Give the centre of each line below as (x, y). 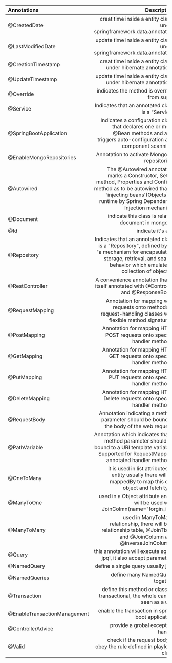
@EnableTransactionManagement (48, 614)
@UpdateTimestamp (33, 79)
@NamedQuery (26, 566)
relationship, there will (136, 524)
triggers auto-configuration (131, 140)
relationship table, (123, 530)
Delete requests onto (129, 399)
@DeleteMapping (29, 399)
